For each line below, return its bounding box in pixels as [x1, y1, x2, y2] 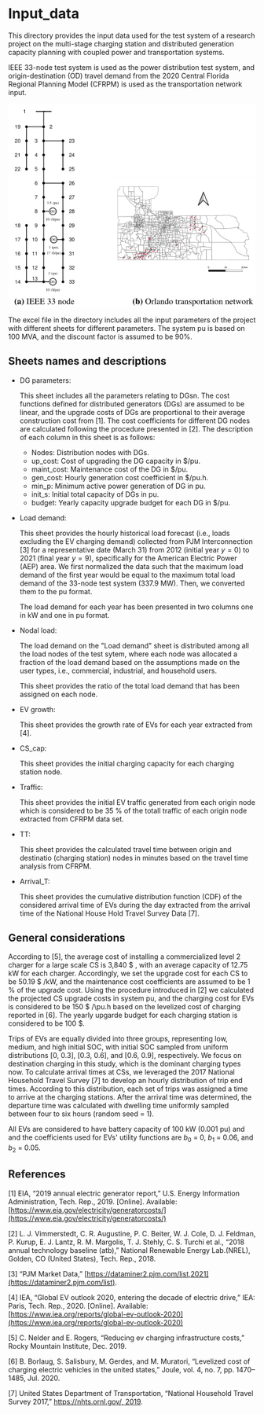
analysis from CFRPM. [19, 861, 92, 871]
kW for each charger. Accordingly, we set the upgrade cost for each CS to [8, 968, 248, 979]
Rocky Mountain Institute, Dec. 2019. [8, 1341, 127, 1350]
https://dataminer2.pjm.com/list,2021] [86, 1269, 209, 1278]
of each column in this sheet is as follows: [19, 432, 156, 442]
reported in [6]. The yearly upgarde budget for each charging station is [8, 1011, 238, 1020]
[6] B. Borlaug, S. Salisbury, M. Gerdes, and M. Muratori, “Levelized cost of [8, 1357, 251, 1366]
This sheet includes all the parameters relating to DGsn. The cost [19, 391, 230, 400]
